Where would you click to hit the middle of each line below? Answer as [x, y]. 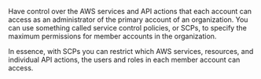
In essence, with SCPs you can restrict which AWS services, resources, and [131, 51]
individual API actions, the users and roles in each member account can [124, 59]
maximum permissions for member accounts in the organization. [112, 36]
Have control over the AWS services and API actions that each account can [130, 11]
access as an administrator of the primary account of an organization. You [128, 20]
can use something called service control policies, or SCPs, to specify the [128, 28]
